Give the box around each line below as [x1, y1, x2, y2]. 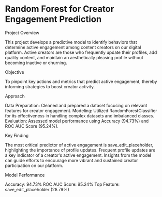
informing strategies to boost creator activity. [5, 83, 95, 89]
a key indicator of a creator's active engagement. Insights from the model [5, 152, 151, 158]
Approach [5, 93, 25, 99]
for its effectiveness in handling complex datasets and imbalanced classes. [5, 113, 155, 118]
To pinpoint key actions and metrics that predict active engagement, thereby [5, 79, 157, 84]
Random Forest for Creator [5, 3, 115, 15]
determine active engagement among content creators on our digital [5, 44, 141, 50]
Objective [5, 69, 24, 75]
